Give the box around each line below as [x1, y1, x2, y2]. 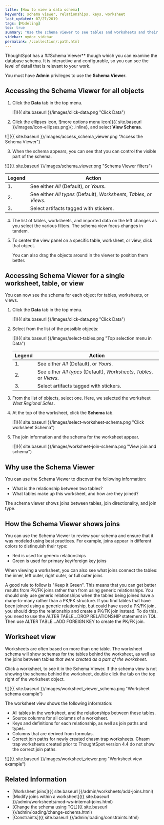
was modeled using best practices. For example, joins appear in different [5, 538, 152, 543]
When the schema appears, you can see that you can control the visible [12, 148, 157, 154]
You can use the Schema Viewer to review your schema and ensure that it [5, 533, 154, 539]
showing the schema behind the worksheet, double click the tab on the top [5, 670, 156, 677]
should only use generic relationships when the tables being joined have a [5, 593, 154, 598]
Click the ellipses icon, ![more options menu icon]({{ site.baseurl [12, 119, 142, 125]
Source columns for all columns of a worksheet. [12, 715, 109, 721]
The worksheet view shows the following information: [5, 700, 113, 706]
